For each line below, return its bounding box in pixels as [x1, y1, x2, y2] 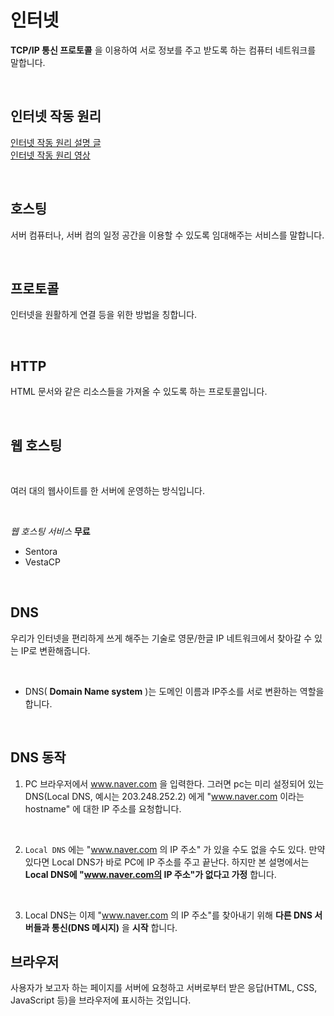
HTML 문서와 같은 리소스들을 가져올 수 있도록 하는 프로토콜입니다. [10, 386, 268, 398]
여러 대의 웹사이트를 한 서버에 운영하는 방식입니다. [10, 485, 206, 496]
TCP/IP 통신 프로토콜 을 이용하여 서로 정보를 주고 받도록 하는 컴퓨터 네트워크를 [10, 44, 317, 56]
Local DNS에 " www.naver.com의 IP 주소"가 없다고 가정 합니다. [24, 868, 277, 880]
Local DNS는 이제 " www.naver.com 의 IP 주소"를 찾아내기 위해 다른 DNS [24, 909, 313, 921]
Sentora [24, 546, 58, 557]
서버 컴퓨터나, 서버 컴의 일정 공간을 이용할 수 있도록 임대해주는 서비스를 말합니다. [10, 229, 325, 241]
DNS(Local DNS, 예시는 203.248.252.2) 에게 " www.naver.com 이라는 [24, 790, 305, 802]
